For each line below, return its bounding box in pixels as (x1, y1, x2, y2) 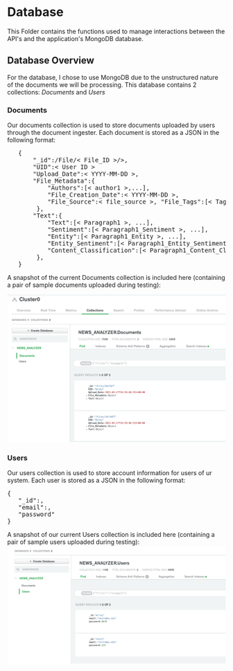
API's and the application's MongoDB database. (7, 34, 144, 42)
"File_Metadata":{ (33, 177, 96, 185)
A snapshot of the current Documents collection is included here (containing (7, 274, 225, 282)
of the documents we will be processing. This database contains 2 (7, 81, 197, 89)
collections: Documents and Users (7, 88, 105, 96)
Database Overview (7, 55, 95, 67)
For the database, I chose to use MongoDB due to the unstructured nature (7, 73, 218, 81)
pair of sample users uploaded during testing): (7, 538, 140, 546)
